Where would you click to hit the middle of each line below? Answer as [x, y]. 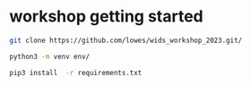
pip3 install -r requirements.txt [76, 73]
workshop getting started [106, 17]
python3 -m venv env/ [50, 56]
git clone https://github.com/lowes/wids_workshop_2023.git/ [126, 40]
